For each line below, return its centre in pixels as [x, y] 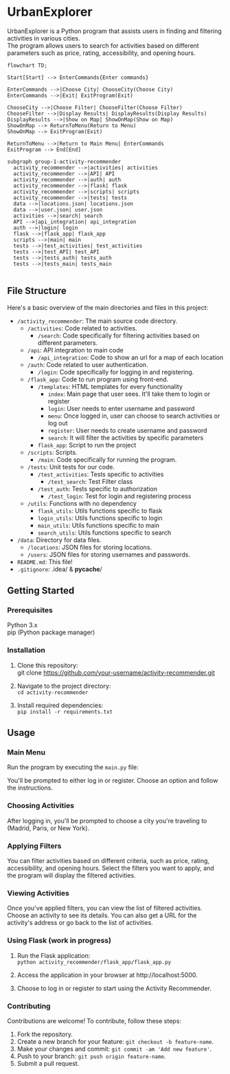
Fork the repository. [45, 1034]
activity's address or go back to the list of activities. [80, 923]
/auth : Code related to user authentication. [88, 364]
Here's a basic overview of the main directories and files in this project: [108, 307]
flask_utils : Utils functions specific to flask [100, 511]
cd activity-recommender [53, 692]
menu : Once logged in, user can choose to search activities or [134, 416]
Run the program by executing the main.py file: [73, 768]
